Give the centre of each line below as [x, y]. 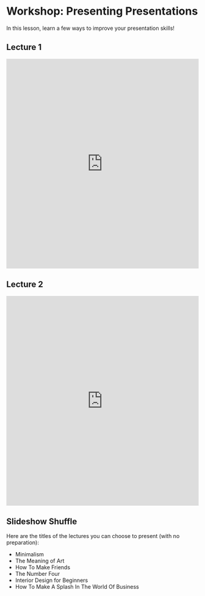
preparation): [23, 543]
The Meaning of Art [40, 561]
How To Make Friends [43, 567]
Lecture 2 [25, 285]
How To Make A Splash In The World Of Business [77, 587]
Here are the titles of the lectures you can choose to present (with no [93, 536]
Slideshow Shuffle [42, 521]
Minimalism [30, 555]
